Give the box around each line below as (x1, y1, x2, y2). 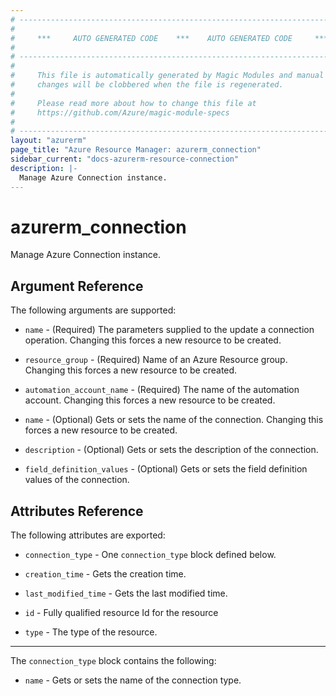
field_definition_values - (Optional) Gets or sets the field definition (24, 463, 308, 475)
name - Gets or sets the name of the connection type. (24, 674, 242, 686)
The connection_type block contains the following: (10, 655, 217, 667)
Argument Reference (10, 277, 144, 295)
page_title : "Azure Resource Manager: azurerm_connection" (10, 145, 262, 155)
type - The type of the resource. (24, 626, 158, 638)
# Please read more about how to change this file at (10, 98, 257, 108)
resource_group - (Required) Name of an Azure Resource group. (24, 354, 288, 366)
